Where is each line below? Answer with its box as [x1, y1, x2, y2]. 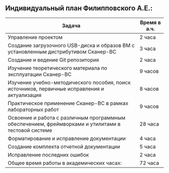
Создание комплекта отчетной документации [8, 143, 120, 150]
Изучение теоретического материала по [8, 64, 107, 71]
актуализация [8, 92, 42, 99]
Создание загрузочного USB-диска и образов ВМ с [8, 42, 135, 49]
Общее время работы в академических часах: [8, 159, 122, 166]
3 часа [139, 45, 156, 52]
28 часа [139, 120, 159, 127]
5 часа [139, 143, 156, 150]
